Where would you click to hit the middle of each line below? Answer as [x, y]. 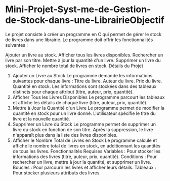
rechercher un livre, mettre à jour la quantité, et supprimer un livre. [82, 162]
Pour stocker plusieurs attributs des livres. [57, 173]
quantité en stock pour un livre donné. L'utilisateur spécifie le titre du [84, 113]
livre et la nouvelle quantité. [41, 118]
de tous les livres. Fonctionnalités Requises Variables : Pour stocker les [87, 151]
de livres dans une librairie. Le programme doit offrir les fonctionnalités [79, 40]
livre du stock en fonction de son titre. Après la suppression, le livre [83, 129]
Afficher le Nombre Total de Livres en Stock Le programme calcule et [85, 140]
